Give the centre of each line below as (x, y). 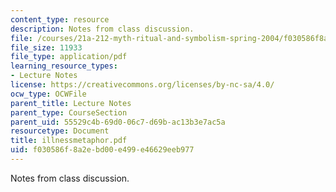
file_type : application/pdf (69, 57)
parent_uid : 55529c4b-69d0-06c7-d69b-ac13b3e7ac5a (118, 122)
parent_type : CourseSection (69, 112)
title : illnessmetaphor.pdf (69, 141)
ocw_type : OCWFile (48, 94)
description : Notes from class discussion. (102, 29)
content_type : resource (60, 19)
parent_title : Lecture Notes (71, 103)
